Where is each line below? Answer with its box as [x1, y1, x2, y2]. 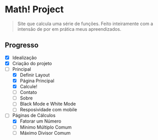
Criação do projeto [12, 60, 52, 66]
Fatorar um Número [19, 118, 62, 124]
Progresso [5, 41, 39, 50]
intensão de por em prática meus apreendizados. [17, 26, 122, 32]
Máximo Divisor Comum [19, 130, 71, 136]
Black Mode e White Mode [19, 101, 76, 107]
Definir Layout [19, 72, 50, 78]
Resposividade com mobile [19, 107, 77, 113]
